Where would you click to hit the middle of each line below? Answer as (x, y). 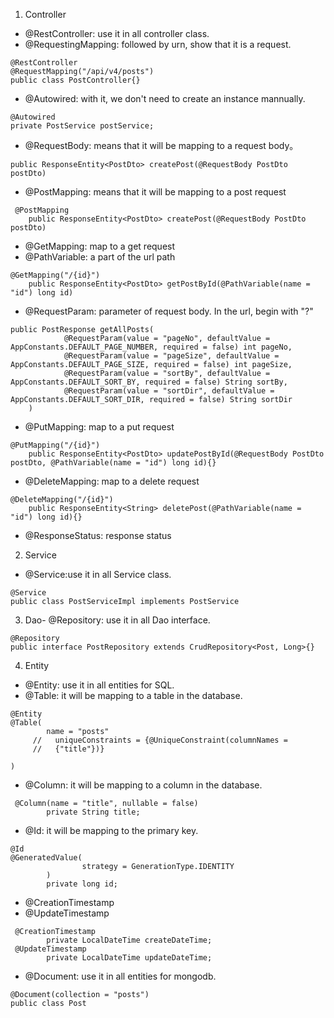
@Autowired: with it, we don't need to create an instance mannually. (165, 98)
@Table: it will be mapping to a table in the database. (133, 695)
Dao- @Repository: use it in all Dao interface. (117, 620)
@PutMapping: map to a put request (99, 427)
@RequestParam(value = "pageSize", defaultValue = (171, 356)
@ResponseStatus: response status (98, 535)
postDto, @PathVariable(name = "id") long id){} (113, 463)
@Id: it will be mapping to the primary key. (111, 830)
